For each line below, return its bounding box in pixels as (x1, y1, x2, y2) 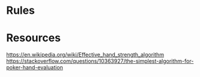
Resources (6, 31, 61, 45)
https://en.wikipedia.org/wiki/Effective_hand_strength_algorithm (6, 51, 164, 58)
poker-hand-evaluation (6, 64, 63, 71)
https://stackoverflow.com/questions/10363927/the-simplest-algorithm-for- (6, 58, 194, 65)
